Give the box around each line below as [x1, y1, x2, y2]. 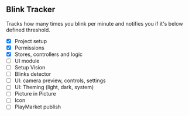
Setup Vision [14, 64, 46, 71]
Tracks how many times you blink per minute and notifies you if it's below [6, 20, 183, 27]
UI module [14, 58, 40, 64]
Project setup [14, 37, 47, 44]
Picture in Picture [14, 90, 57, 97]
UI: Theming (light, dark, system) [14, 84, 94, 91]
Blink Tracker [6, 5, 56, 15]
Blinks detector [14, 71, 51, 78]
